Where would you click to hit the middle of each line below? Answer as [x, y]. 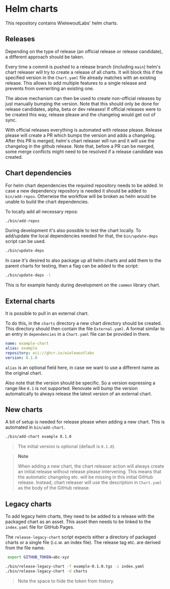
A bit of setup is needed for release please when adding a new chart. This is [85, 422]
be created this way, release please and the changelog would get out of [80, 114]
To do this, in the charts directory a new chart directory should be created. [83, 323]
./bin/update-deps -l [28, 275]
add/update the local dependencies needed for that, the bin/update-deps [82, 236]
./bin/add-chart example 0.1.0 [38, 437]
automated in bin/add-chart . [35, 427]
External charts [30, 301]
